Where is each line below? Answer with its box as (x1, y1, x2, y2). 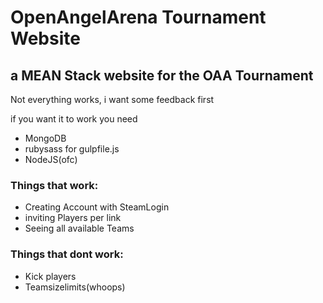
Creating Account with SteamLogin (24, 201, 170, 213)
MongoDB (24, 132, 67, 144)
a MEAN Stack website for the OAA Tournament (10, 67, 314, 84)
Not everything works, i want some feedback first (10, 94, 215, 105)
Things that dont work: (10, 247, 124, 261)
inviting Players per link (24, 212, 122, 224)
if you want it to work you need (10, 113, 138, 125)
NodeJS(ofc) (24, 154, 78, 165)
